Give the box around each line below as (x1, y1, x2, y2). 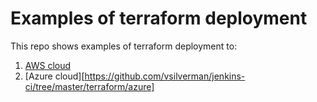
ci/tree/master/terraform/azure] (24, 80, 155, 92)
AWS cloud (24, 59, 72, 71)
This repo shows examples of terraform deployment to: (10, 40, 238, 52)
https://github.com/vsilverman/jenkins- (84, 70, 246, 82)
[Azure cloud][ (24, 70, 85, 82)
